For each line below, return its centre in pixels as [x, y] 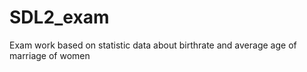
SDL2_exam [59, 17]
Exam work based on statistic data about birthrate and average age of [153, 45]
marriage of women [50, 55]
